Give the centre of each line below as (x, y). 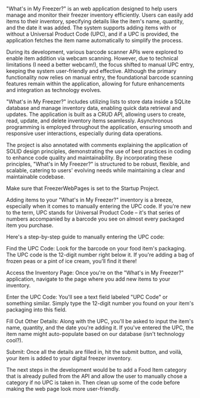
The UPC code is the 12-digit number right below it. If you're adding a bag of (100, 255)
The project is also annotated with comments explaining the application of (97, 145)
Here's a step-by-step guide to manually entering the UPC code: (85, 237)
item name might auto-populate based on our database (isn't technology (96, 334)
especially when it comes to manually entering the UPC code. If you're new (99, 206)
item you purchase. (30, 225)
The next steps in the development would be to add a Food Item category (96, 370)
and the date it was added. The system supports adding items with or (92, 27)
